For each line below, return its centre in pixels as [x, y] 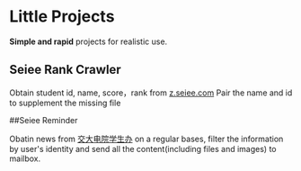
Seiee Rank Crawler [65, 70]
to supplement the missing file [65, 103]
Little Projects [62, 17]
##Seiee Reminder [44, 120]
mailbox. [25, 158]
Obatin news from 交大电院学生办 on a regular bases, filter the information [146, 139]
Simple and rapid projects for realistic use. [89, 41]
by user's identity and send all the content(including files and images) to [143, 148]
